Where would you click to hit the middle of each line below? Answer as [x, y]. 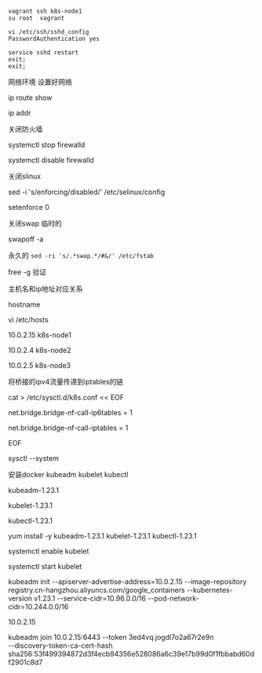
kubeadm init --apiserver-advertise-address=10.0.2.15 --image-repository [127, 581]
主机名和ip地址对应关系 [45, 289]
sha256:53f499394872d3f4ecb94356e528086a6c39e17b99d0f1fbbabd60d [131, 654]
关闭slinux [25, 176]
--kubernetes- [210, 590]
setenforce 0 [29, 207]
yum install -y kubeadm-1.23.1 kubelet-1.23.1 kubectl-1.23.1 [103, 536]
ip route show [30, 97]
